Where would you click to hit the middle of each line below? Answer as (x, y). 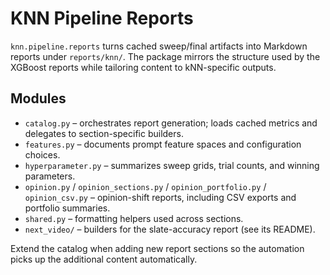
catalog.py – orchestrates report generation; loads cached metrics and (171, 123)
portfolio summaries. (67, 208)
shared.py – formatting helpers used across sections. (134, 218)
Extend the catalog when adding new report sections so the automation (157, 248)
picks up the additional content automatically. (104, 259)
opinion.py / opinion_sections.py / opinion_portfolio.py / (145, 186)
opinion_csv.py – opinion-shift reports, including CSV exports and (160, 197)
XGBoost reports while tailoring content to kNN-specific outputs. (143, 67)
